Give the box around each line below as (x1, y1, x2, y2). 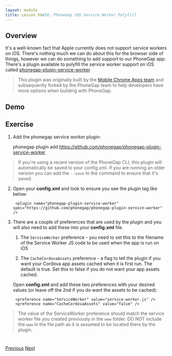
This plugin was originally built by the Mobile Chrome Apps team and (17, 77, 164, 83)
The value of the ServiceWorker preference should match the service (17, 310, 164, 316)
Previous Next (5, 345, 35, 351)
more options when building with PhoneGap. (17, 88, 112, 94)
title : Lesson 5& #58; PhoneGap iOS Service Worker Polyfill (5, 12, 137, 17)
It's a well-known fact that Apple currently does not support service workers (5, 45, 167, 51)
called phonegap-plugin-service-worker (5, 67, 91, 73)
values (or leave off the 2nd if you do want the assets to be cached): (12, 287, 158, 293)
